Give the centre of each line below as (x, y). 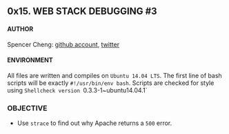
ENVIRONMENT (30, 60)
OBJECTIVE (27, 108)
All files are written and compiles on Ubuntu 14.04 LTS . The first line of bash (114, 75)
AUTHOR (20, 29)
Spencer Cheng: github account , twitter (63, 44)
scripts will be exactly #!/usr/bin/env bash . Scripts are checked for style (111, 83)
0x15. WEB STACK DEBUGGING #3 (82, 11)
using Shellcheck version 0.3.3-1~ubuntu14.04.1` (77, 90)
